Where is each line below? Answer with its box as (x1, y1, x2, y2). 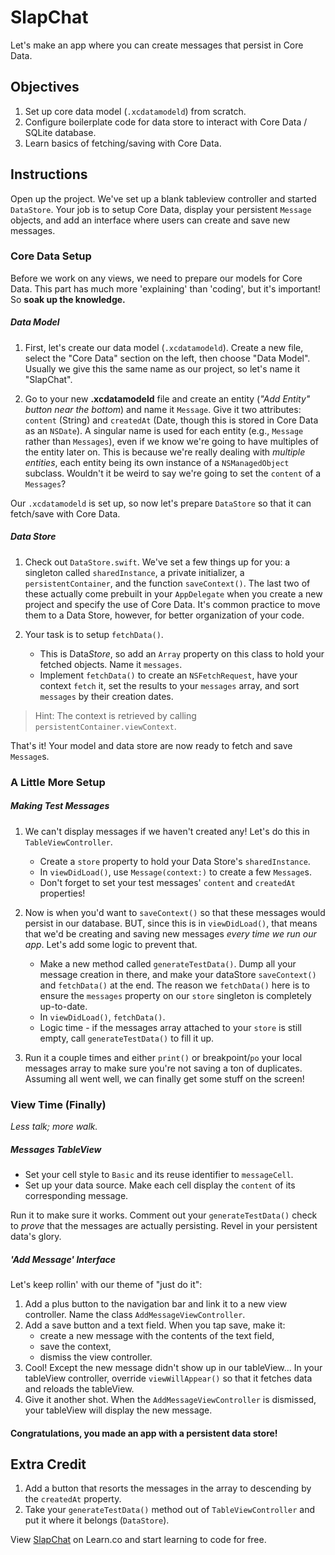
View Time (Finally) (10, 1097, 107, 1111)
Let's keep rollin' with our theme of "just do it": (10, 1278, 203, 1290)
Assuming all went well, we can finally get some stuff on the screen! (24, 1072, 305, 1085)
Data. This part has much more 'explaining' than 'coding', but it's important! (10, 282, 321, 295)
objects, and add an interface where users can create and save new (10, 214, 291, 226)
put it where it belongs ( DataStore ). (24, 1514, 170, 1526)
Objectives (10, 79, 80, 96)
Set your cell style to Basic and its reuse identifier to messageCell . (24, 1168, 294, 1180)
